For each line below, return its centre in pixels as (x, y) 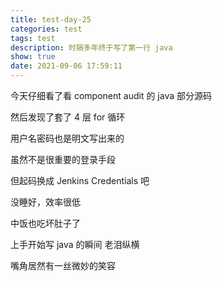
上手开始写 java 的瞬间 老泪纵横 (75, 244)
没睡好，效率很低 (45, 202)
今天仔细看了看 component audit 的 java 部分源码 (111, 95)
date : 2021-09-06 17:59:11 (66, 66)
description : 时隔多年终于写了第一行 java (91, 47)
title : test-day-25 (51, 19)
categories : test (46, 29)
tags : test (33, 38)
